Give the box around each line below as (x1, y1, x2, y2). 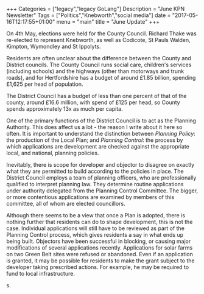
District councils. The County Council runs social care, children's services (6, 61, 192, 68)
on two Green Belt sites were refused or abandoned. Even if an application (6, 251, 193, 257)
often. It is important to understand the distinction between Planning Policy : (6, 130, 196, 137)
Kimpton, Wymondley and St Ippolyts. (6, 43, 102, 50)
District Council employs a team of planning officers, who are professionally (6, 174, 197, 181)
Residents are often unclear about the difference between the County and (6, 55, 192, 61)
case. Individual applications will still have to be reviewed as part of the (6, 225, 185, 232)
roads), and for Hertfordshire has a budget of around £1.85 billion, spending (6, 74, 196, 81)
